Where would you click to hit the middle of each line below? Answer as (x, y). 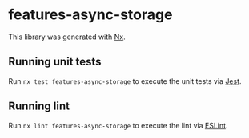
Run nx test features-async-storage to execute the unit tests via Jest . (125, 81)
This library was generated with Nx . (67, 37)
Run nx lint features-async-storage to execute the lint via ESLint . (118, 125)
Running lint (39, 106)
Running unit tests (55, 62)
